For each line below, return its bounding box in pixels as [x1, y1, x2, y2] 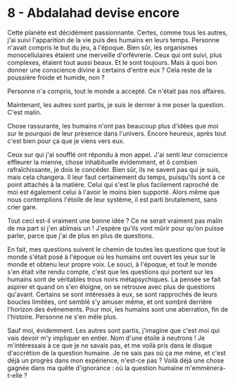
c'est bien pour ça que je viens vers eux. [7, 136, 125, 145]
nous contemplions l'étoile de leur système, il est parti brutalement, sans [7, 195, 217, 204]
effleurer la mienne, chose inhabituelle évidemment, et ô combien [7, 157, 198, 166]
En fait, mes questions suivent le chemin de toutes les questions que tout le [7, 245, 227, 253]
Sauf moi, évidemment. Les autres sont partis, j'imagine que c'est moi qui [7, 326, 220, 334]
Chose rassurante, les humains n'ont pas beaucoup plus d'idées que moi [7, 121, 219, 130]
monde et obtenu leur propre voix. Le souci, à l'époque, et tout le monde [7, 259, 217, 269]
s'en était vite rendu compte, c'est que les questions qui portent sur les [7, 267, 214, 276]
